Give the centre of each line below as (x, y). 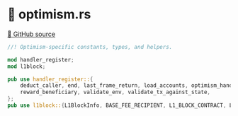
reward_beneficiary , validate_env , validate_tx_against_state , (115, 92)
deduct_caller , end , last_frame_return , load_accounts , (104, 86)
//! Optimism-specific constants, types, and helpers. (90, 47)
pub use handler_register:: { (50, 79)
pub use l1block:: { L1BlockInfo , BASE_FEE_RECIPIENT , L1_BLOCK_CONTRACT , (117, 105)
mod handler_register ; (41, 59)
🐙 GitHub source (31, 34)
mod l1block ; (27, 66)
